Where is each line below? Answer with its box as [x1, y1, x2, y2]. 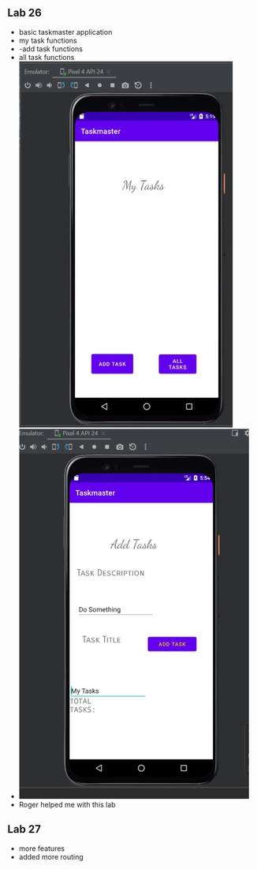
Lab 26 [7, 6, 43, 20]
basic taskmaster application [18, 27, 113, 36]
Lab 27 [7, 822, 41, 836]
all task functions [18, 52, 75, 62]
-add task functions [18, 43, 84, 54]
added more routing [18, 852, 84, 861]
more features [18, 844, 65, 853]
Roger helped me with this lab [18, 800, 116, 809]
